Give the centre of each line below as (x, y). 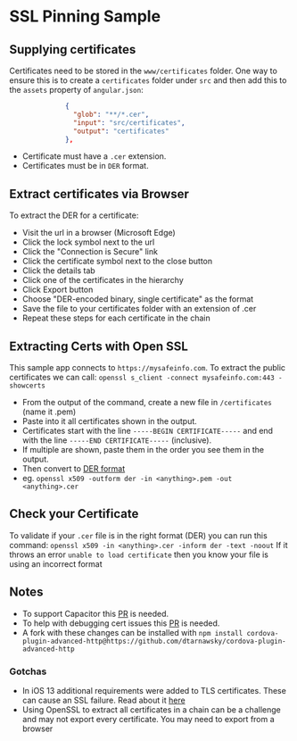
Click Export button (58, 290)
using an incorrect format (56, 563)
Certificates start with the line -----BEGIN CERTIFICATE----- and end (148, 431)
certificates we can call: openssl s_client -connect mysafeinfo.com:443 (142, 377)
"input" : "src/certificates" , (129, 122)
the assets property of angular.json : (77, 90)
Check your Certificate (74, 514)
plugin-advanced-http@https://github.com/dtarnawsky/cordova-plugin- (154, 641)
